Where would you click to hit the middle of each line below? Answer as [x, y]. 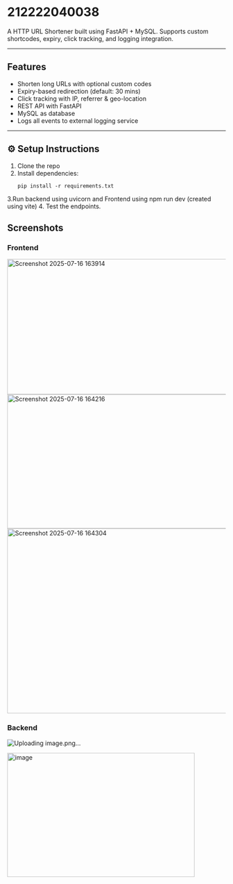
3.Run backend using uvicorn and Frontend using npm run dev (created [109, 199]
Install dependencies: [48, 173]
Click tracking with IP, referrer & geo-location [82, 99]
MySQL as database [46, 113]
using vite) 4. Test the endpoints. [54, 206]
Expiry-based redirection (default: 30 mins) [79, 91]
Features [27, 67]
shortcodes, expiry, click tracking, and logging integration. [90, 38]
